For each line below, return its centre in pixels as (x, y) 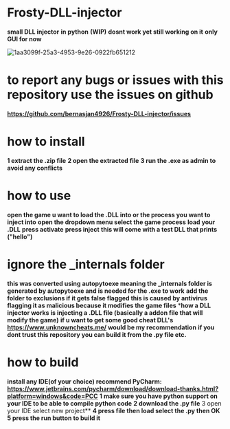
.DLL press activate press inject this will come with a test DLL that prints (112, 229)
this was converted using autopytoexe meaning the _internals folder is (110, 283)
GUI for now (24, 38)
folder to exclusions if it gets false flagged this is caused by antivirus (107, 298)
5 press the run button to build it (54, 418)
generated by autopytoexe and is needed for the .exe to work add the (108, 291)
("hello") (20, 236)
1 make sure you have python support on (159, 396)
